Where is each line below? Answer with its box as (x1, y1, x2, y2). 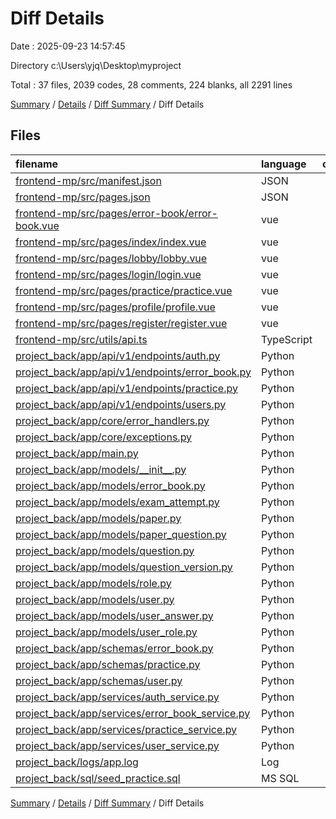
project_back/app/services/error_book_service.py (15, 706, 251, 720)
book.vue (15, 218, 60, 232)
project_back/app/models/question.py (15, 543, 195, 557)
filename (15, 157, 59, 171)
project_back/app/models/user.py (15, 592, 175, 606)
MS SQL (261, 771, 300, 785)
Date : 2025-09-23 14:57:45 (10, 40, 126, 52)
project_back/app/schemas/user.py (15, 673, 183, 687)
